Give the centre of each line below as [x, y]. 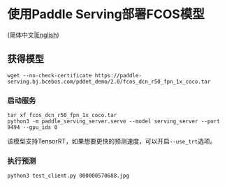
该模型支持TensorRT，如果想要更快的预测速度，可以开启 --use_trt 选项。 [112, 141]
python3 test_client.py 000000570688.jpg [68, 176]
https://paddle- [118, 75]
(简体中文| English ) [33, 35]
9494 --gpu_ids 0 [32, 127]
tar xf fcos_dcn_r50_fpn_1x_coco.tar [62, 116]
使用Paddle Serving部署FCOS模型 [106, 14]
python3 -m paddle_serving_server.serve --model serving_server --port [113, 122]
